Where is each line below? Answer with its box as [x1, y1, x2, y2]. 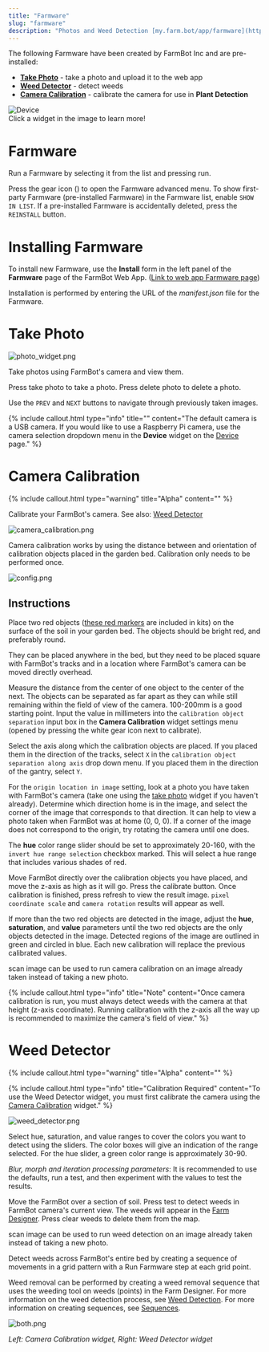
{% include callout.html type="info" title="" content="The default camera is [8, 414, 258, 424]
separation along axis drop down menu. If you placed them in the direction [8, 757, 259, 767]
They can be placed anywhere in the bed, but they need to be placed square [8, 650, 261, 660]
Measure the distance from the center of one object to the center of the [8, 683, 244, 692]
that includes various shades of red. [8, 857, 126, 867]
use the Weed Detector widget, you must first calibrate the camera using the [8, 1092, 261, 1102]
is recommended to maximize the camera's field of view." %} [8, 1013, 210, 1023]
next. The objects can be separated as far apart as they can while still [8, 691, 238, 700]
